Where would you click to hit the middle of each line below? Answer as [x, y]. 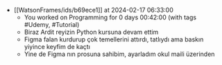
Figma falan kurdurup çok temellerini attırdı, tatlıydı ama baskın [114, 39]
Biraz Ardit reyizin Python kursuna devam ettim [91, 32]
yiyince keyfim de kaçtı [57, 47]
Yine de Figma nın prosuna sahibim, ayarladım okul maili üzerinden [119, 54]
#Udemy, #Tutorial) [52, 25]
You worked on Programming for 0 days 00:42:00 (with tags [110, 17]
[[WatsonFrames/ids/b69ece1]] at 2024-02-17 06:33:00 [93, 10]
